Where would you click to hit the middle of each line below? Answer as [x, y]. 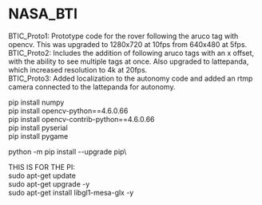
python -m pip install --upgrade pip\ [67, 152]
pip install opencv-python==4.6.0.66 [68, 110]
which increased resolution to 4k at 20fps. [78, 69]
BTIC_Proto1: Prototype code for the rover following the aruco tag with [123, 36]
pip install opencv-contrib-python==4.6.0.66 [81, 119]
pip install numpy [36, 102]
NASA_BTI [43, 14]
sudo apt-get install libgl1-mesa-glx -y [71, 192]
